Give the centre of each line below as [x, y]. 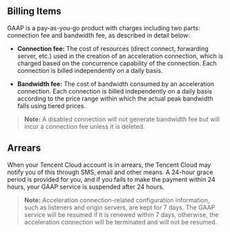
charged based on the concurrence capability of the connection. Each [117, 63]
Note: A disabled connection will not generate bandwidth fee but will [122, 119]
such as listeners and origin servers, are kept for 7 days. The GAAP [119, 207]
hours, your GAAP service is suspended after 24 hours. [86, 187]
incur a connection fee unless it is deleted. [84, 126]
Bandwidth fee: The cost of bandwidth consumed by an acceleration [116, 84]
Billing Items [35, 11]
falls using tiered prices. [51, 105]
